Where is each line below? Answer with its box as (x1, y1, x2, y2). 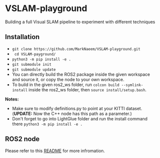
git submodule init (12, 62, 52, 67)
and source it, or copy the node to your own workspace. (12, 76, 125, 82)
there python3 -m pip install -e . (12, 121, 83, 127)
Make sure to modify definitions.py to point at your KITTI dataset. (12, 105, 142, 111)
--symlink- (121, 83, 144, 87)
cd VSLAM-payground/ (14, 52, 56, 57)
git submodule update (12, 67, 56, 72)
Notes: (5, 96, 19, 102)
